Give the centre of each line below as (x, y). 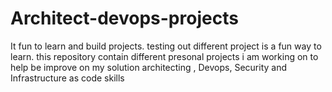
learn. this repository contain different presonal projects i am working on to (164, 56)
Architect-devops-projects (124, 18)
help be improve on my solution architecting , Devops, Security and (148, 67)
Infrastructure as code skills (67, 78)
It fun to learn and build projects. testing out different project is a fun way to (166, 46)
